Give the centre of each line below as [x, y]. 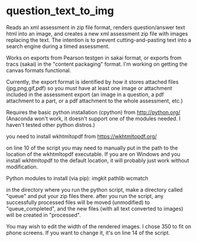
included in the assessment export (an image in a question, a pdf [85, 94]
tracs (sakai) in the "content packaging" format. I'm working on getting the [97, 64]
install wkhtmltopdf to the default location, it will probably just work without [98, 160]
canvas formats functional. [39, 70]
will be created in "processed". [43, 215]
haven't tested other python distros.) [51, 125]
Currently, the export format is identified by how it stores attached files [92, 82]
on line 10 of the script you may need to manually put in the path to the [92, 148]
